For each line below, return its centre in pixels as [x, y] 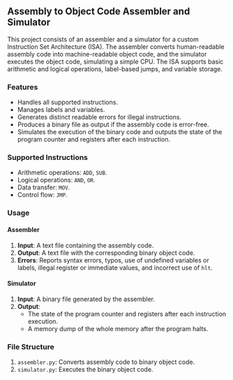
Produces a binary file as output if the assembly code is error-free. [113, 124]
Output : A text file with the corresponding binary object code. [106, 253]
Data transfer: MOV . [44, 187]
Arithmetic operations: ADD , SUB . [62, 173]
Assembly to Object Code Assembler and [99, 12]
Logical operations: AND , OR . [56, 180]
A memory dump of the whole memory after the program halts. [118, 328]
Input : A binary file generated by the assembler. [86, 299]
